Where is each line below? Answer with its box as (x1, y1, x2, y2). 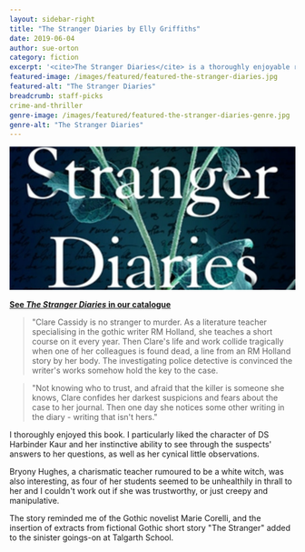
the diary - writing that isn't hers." (31, 412, 158, 423)
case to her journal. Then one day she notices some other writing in (31, 402, 285, 413)
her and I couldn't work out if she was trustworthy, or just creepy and (9, 486, 269, 497)
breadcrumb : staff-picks (9, 91, 103, 100)
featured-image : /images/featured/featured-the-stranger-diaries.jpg (9, 73, 279, 82)
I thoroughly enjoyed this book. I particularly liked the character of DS (9, 429, 270, 440)
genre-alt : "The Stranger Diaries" (9, 120, 144, 129)
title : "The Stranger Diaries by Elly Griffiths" (9, 24, 202, 34)
